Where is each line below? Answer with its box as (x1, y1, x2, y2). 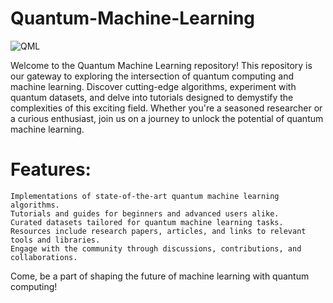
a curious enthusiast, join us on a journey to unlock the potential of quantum (10, 112, 324, 124)
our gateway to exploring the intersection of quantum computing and (10, 70, 294, 82)
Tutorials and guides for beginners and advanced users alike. (10, 208, 280, 219)
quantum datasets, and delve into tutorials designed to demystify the (10, 91, 294, 103)
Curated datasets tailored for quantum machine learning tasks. (10, 217, 284, 227)
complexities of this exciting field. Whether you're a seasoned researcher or (10, 102, 323, 114)
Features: (10, 158, 92, 181)
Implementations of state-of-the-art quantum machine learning (10, 191, 280, 201)
